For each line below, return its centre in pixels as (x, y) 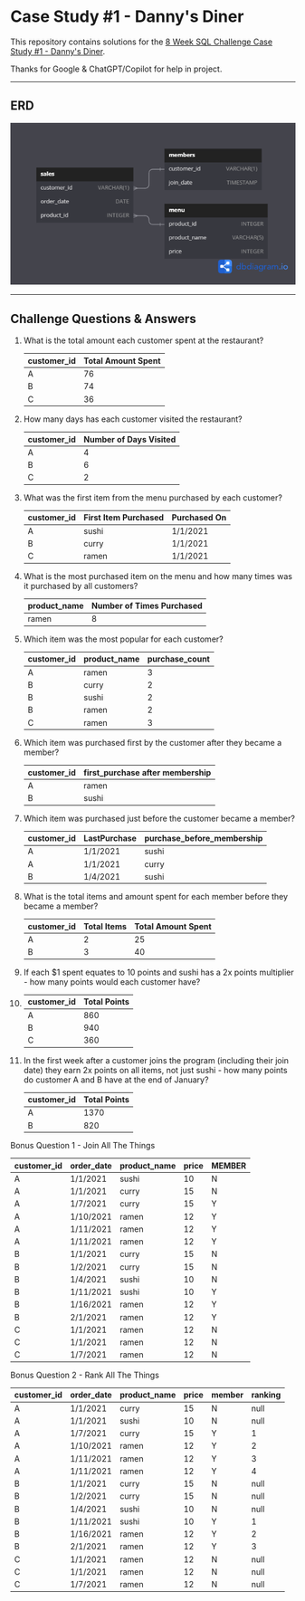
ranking (266, 1395)
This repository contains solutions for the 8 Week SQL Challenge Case (142, 42)
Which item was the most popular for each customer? (124, 639)
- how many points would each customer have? (112, 982)
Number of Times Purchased (147, 605)
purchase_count (179, 659)
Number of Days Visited (130, 439)
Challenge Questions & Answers (104, 319)
